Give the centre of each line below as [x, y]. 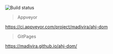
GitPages [27, 36]
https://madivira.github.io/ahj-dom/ [41, 46]
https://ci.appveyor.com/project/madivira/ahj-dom [56, 27]
